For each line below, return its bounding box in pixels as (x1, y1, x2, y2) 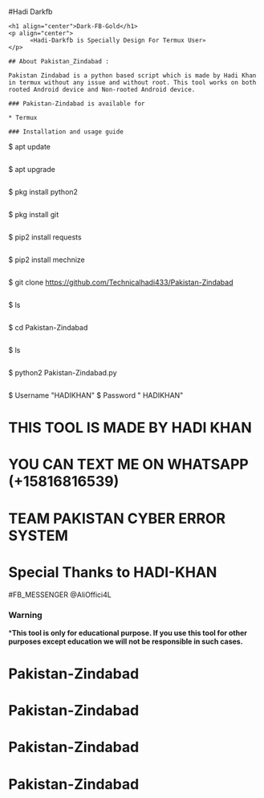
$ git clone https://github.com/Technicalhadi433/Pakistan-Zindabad (8, 277, 234, 287)
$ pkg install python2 (8, 187, 79, 196)
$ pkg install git (8, 210, 59, 219)
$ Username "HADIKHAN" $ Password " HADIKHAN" (8, 391, 184, 400)
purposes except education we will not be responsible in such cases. (8, 636, 243, 646)
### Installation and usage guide (8, 128, 124, 136)
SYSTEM (8, 526, 68, 545)
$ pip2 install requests (8, 232, 82, 242)
